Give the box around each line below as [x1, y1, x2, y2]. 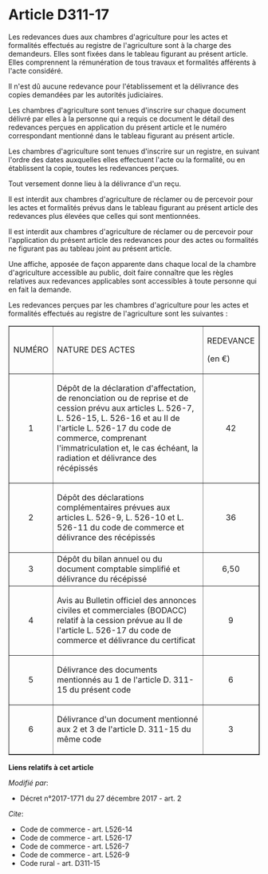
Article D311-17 [8, 6, 109, 24]
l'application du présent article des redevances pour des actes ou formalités [8, 235, 259, 244]
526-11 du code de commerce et [57, 522, 185, 533]
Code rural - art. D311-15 [19, 858, 100, 868]
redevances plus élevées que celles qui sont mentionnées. [8, 211, 201, 220]
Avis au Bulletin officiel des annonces [57, 594, 197, 606]
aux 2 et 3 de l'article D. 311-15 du [57, 723, 191, 734]
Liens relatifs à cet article [8, 762, 94, 772]
